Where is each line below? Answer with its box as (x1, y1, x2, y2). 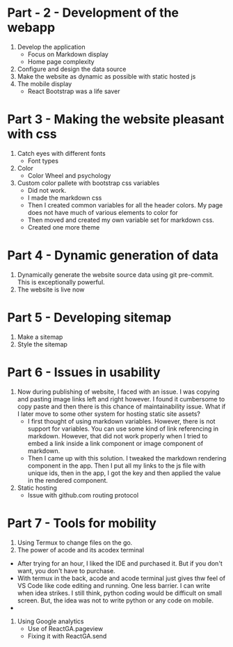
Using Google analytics (17, 617, 84, 625)
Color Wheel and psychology (27, 171, 111, 179)
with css (7, 127, 57, 142)
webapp (7, 19, 56, 35)
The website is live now (17, 285, 85, 294)
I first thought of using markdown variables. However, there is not (27, 417, 216, 425)
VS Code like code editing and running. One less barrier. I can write (17, 581, 211, 589)
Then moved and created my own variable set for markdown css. (27, 216, 214, 224)
